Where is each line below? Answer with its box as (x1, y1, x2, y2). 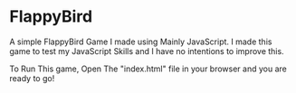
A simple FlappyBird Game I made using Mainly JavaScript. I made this (9, 36, 272, 47)
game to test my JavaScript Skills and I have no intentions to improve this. (9, 45, 284, 56)
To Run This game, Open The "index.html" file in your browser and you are (9, 63, 287, 74)
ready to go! (9, 72, 55, 83)
